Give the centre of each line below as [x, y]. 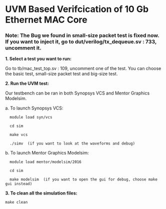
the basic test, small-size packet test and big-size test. [61, 74]
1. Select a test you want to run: [38, 59]
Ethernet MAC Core [46, 20]
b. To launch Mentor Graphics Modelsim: [47, 153]
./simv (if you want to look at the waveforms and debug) [72, 143]
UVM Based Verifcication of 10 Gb [77, 9]
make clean [16, 202]
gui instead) [19, 184]
